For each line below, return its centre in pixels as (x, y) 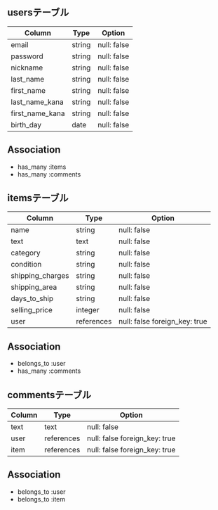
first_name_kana (38, 113)
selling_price (32, 310)
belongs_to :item (41, 499)
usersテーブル (38, 13)
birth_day (26, 125)
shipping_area (34, 287)
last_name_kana (38, 102)
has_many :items (42, 167)
